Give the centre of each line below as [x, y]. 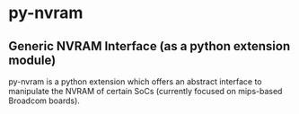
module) [32, 60]
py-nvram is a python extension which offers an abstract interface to [135, 82]
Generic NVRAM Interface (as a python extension [149, 46]
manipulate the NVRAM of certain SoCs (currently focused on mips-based [145, 91]
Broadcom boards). [44, 101]
